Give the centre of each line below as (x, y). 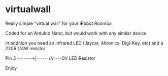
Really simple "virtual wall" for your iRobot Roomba (58, 23)
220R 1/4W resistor (25, 48)
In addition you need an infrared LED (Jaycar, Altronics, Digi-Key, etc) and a (84, 43)
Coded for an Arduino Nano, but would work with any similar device (76, 33)
